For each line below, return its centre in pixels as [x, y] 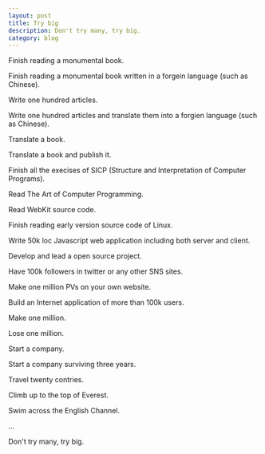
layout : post [30, 16]
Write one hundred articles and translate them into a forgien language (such [133, 116]
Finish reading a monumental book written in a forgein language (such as [129, 76]
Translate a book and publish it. [60, 155]
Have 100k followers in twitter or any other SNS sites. [96, 271]
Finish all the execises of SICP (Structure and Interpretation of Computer [127, 170]
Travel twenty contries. [46, 380]
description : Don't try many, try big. [75, 30]
